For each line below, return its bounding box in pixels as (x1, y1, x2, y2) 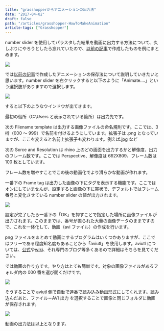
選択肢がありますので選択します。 (9, 84, 78, 90)
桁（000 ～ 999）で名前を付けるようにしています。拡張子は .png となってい (5, 130, 159, 136)
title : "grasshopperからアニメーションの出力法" (5, 7, 96, 12)
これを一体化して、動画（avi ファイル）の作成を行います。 (13, 224, 131, 230)
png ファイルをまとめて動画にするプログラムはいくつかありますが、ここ (5, 234, 151, 240)
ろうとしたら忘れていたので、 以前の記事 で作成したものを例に (26, 46, 151, 51)
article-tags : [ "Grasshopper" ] (5, 25, 69, 30)
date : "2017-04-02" (5, 12, 45, 17)
